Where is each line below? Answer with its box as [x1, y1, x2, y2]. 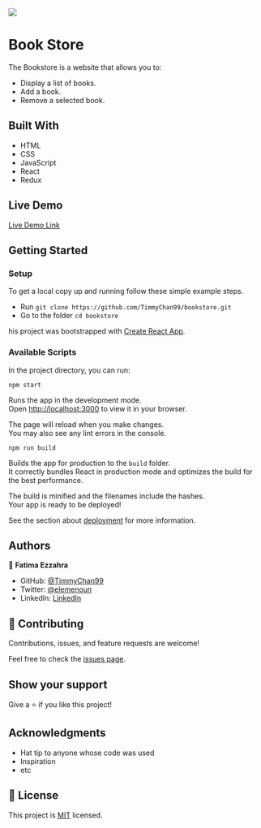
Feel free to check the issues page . [8, 654, 126, 664]
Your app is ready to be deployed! [8, 499, 122, 509]
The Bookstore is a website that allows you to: [8, 62, 162, 72]
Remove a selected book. [19, 95, 105, 105]
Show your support [8, 678, 108, 692]
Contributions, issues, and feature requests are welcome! [8, 638, 200, 649]
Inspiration [19, 756, 56, 766]
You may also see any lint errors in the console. [8, 428, 166, 438]
